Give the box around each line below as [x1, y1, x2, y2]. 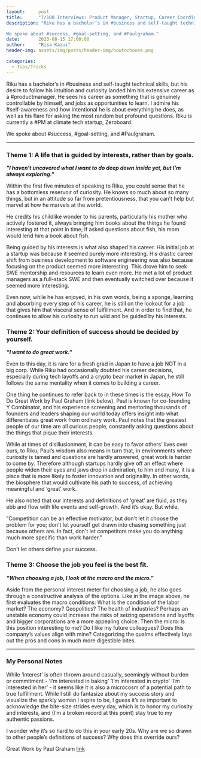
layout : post [6, 8, 50, 15]
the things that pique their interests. [6, 429, 94, 436]
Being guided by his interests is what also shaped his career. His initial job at [6, 243, 194, 250]
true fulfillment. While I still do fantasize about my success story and [6, 690, 175, 697]
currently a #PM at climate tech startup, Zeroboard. [6, 118, 133, 126]
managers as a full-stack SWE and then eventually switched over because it [6, 275, 194, 282]
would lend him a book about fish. [6, 232, 90, 239]
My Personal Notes [6, 657, 63, 666]
